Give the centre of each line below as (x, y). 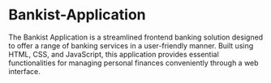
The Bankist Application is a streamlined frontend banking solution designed (136, 37)
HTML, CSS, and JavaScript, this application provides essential (114, 54)
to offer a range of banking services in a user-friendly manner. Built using (131, 45)
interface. (24, 71)
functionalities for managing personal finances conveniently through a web (133, 63)
